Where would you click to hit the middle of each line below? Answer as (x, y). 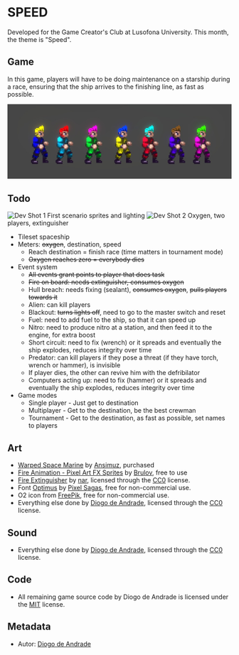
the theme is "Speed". (39, 39)
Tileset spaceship (43, 237)
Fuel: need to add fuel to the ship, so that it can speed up (112, 320)
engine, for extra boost (62, 335)
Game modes (37, 396)
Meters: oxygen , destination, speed (69, 244)
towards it (43, 297)
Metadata (29, 627)
